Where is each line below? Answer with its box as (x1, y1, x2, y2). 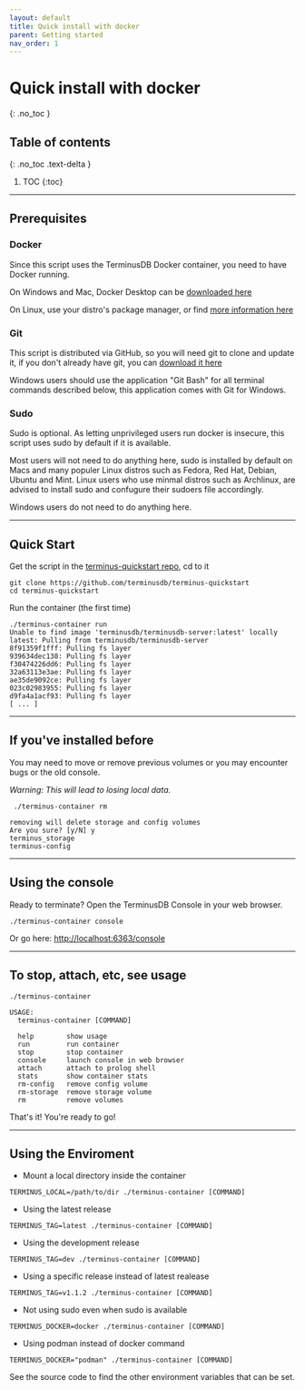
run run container (17, 1040, 120, 1049)
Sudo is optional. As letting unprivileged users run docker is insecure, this (9, 428, 285, 439)
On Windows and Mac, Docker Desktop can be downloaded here (9, 286, 252, 297)
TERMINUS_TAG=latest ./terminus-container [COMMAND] (9, 1222, 213, 1231)
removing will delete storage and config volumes (9, 817, 202, 827)
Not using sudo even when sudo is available (22, 1304, 188, 1315)
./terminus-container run (9, 620, 107, 629)
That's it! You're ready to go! (9, 1111, 116, 1122)
